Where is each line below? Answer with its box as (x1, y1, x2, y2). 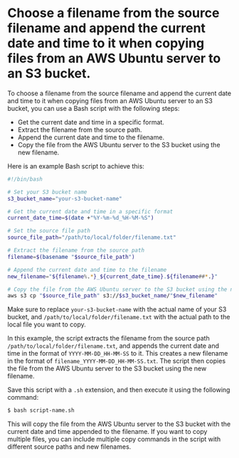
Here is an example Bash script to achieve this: (7, 161, 144, 170)
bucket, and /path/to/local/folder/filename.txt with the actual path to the (7, 313, 230, 321)
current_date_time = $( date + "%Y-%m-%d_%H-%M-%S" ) (7, 215, 154, 222)
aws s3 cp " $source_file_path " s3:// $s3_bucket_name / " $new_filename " (7, 292, 218, 299)
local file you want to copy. (7, 320, 87, 329)
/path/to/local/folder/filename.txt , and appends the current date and (7, 341, 219, 350)
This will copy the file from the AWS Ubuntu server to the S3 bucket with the (7, 420, 231, 428)
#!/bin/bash (7, 176, 43, 183)
